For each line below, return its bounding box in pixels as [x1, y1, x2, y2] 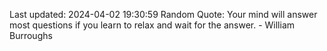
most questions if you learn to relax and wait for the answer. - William [9, 19, 296, 31]
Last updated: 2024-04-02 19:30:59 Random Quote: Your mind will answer [9, 9, 318, 20]
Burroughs [9, 30, 53, 41]
